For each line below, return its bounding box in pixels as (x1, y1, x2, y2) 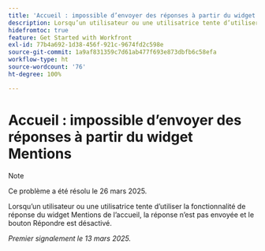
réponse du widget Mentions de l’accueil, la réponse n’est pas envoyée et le (8, 210, 255, 219)
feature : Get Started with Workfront (8, 33, 132, 42)
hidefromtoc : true (8, 26, 69, 34)
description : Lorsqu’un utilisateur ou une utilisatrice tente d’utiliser (8, 19, 259, 27)
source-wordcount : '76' (8, 63, 87, 71)
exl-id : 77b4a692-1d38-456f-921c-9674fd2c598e (8, 41, 164, 49)
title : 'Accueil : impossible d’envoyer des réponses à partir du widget (8, 11, 256, 20)
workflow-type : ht (8, 56, 69, 64)
